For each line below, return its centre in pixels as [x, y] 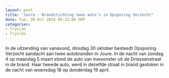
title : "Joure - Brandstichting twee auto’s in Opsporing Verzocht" [79, 15]
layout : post [19, 10]
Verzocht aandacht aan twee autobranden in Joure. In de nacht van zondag [84, 54]
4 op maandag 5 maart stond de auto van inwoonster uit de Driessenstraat [83, 59]
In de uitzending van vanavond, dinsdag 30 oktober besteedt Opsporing [81, 48]
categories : [18, 24]
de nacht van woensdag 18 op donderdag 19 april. [58, 70]
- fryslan [16, 29]
